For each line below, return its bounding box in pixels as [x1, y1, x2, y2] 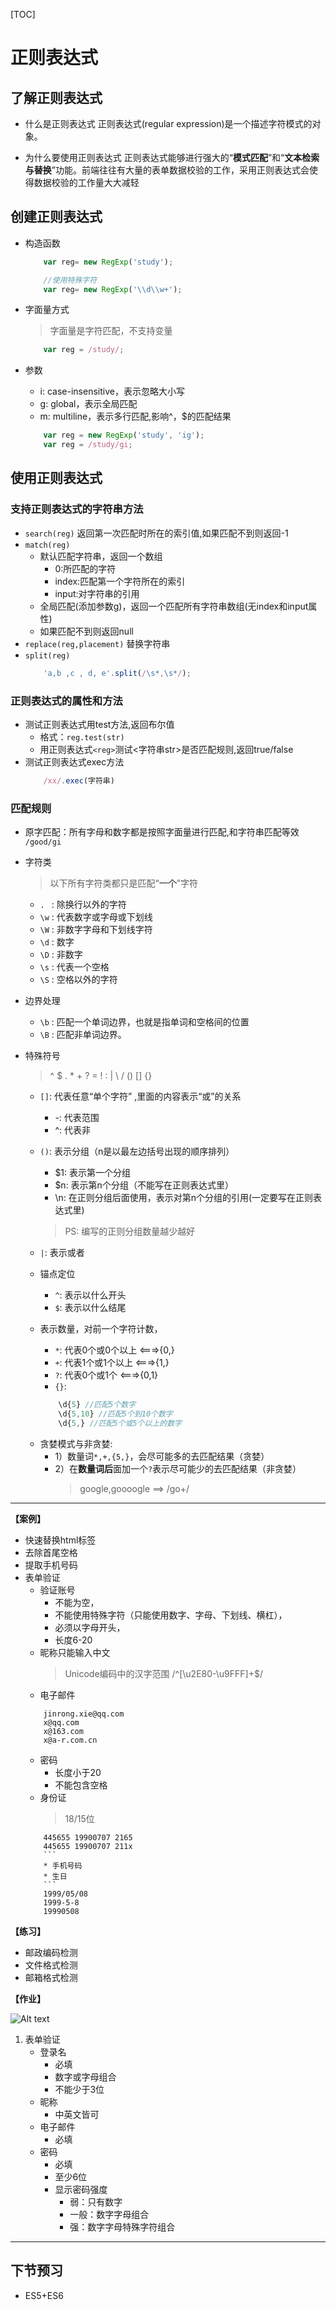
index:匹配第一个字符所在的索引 [54, 575, 186, 587]
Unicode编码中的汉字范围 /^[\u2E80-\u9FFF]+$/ [64, 1667, 263, 1679]
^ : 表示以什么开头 [54, 1289, 127, 1301]
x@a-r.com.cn [43, 1735, 98, 1745]
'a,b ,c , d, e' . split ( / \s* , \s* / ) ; [43, 668, 192, 678]
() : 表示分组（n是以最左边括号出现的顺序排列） [39, 1145, 235, 1158]
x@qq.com [43, 1717, 80, 1728]
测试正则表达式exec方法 [24, 755, 125, 768]
